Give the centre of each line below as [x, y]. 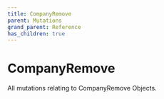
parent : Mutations [35, 21]
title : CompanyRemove [40, 14]
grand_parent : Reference [44, 27]
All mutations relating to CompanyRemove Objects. [82, 88]
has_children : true [36, 34]
